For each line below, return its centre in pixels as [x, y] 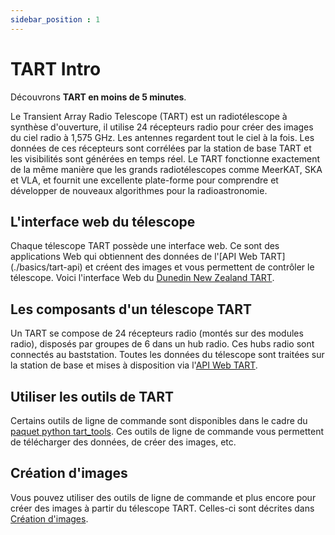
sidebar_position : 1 [55, 19]
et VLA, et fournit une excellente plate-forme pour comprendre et [144, 180]
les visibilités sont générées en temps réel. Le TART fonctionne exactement [165, 158]
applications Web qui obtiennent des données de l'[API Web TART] [148, 257]
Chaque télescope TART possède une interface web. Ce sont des [145, 246]
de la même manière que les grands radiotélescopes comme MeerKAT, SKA [166, 169]
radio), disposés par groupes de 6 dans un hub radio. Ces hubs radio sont [162, 344]
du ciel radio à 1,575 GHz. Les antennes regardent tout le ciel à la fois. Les [162, 137]
